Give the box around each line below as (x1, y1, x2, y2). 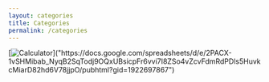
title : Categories (8, 19, 70, 27)
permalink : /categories (8, 26, 88, 34)
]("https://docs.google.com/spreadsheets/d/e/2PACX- (52, 49, 232, 58)
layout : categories (8, 11, 74, 20)
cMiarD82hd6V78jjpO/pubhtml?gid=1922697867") (8, 65, 175, 75)
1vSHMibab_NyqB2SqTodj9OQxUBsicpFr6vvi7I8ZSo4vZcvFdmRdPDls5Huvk (8, 57, 261, 66)
